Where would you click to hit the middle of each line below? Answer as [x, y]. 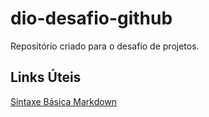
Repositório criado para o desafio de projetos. [105, 46]
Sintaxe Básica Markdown [64, 101]
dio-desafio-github [91, 18]
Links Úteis [46, 77]
